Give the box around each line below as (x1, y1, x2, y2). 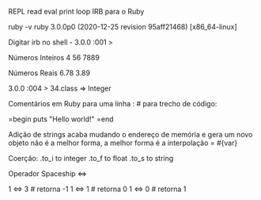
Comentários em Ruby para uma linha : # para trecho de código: (8, 99, 217, 108)
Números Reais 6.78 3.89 (8, 68, 91, 78)
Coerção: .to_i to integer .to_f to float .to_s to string (8, 154, 174, 163)
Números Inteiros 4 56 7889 (8, 53, 100, 62)
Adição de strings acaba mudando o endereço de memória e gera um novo (8, 130, 253, 139)
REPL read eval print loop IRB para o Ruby (8, 7, 145, 16)
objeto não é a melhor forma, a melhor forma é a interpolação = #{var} (8, 138, 238, 148)
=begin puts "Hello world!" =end (8, 114, 114, 124)
